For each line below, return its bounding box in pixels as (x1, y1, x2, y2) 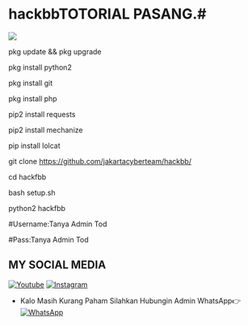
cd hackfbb (8, 171, 47, 182)
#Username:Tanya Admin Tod (8, 219, 107, 229)
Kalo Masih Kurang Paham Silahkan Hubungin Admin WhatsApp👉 (19, 296, 241, 306)
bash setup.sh (8, 188, 56, 197)
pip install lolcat (8, 141, 61, 150)
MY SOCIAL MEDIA (8, 258, 107, 272)
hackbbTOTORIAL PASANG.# (8, 5, 207, 23)
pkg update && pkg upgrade (8, 46, 103, 57)
